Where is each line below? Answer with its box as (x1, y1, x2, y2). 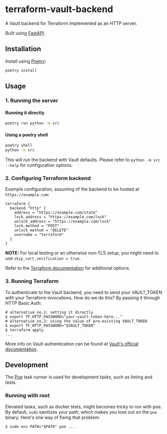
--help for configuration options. (5, 162, 73, 168)
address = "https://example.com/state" (14, 210, 98, 215)
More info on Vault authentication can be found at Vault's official (5, 341, 139, 347)
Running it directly (5, 110, 45, 116)
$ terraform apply (5, 327, 44, 332)
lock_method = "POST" (14, 223, 59, 228)
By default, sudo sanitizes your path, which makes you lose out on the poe (5, 409, 157, 415)
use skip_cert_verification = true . (5, 255, 81, 261)
